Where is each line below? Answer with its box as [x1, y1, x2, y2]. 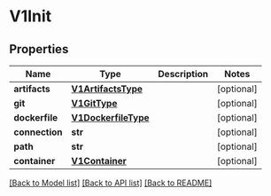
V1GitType [71, 98, 118, 109]
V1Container [71, 155, 127, 167]
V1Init [9, 6, 52, 27]
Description [158, 68, 209, 80]
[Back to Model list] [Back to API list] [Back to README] [9, 177, 213, 188]
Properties [9, 42, 69, 57]
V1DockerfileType [71, 112, 150, 123]
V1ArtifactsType [71, 82, 143, 95]
